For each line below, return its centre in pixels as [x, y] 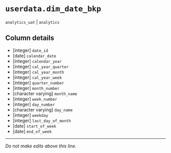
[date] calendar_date [34, 55]
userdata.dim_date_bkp [53, 9]
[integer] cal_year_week [37, 77]
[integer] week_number [35, 99]
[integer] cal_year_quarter [40, 66]
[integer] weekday [30, 115]
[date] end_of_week [32, 131]
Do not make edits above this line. [41, 146]
